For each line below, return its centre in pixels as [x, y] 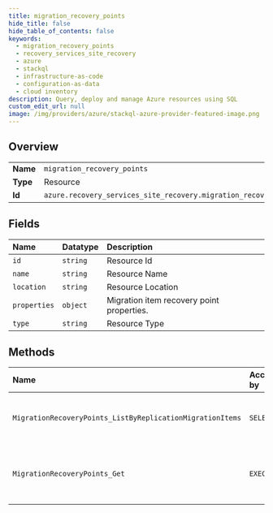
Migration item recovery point [163, 300]
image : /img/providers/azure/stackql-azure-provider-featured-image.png [134, 114]
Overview [34, 147]
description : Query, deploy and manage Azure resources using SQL [123, 99]
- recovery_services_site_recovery [76, 54]
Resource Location [143, 287]
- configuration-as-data [58, 84]
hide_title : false [39, 24]
